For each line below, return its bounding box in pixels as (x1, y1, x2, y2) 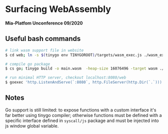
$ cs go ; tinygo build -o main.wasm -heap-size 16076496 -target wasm (5, 66, 157, 71)
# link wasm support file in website (5, 47, 84, 53)
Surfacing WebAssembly (5, 3, 111, 15)
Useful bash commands (5, 34, 81, 43)
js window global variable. (5, 122, 59, 128)
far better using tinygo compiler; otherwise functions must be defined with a (5, 112, 162, 118)
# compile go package (5, 61, 50, 66)
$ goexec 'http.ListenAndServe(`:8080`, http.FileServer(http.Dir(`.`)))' (5, 80, 164, 85)
